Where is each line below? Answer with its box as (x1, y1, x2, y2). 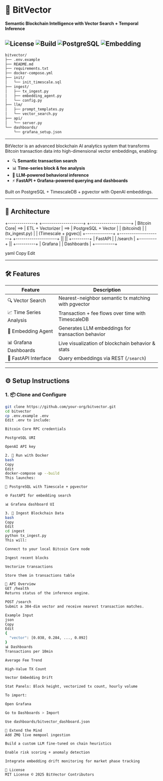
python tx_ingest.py (5, 533, 47, 538)
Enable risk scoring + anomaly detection (5, 750, 90, 755)
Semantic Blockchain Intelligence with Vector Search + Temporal (5, 20, 139, 26)
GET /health (5, 586, 29, 591)
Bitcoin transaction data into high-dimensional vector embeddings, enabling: (5, 148, 158, 154)
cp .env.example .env (5, 413, 49, 418)
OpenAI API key (5, 444, 36, 449)
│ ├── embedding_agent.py (5, 93, 62, 98)
